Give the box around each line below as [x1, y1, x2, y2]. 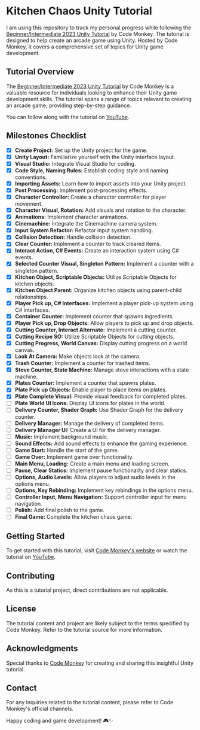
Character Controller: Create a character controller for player [14, 193, 167, 200]
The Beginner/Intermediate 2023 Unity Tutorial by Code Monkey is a [6, 83, 174, 90]
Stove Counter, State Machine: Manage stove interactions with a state [14, 366, 189, 373]
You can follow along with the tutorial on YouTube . [6, 113, 130, 120]
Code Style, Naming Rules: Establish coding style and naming [14, 166, 169, 174]
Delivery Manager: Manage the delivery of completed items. [14, 419, 165, 427]
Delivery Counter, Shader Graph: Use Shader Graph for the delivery [14, 406, 183, 413]
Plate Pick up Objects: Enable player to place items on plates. [14, 386, 167, 393]
